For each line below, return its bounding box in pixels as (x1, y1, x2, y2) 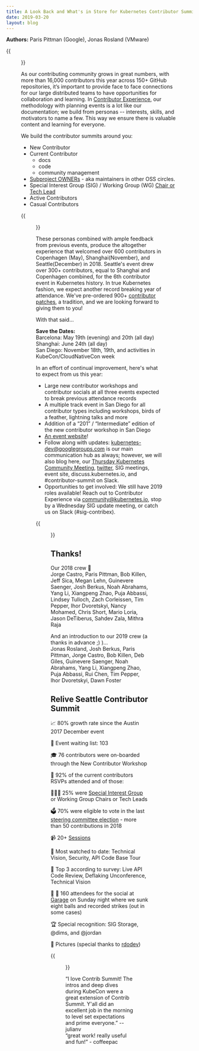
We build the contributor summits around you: (21, 132, 133, 140)
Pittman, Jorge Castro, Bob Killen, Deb (50, 651, 145, 659)
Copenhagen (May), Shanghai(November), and (36, 254, 150, 261)
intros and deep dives (65, 982, 118, 989)
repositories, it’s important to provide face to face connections (21, 83, 173, 90)
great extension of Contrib (65, 994, 130, 1001)
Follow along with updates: (44, 439, 110, 446)
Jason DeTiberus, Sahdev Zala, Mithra (50, 615, 144, 622)
